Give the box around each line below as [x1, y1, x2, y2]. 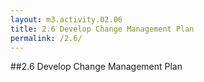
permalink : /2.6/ [10, 33, 83, 43]
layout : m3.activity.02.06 [10, 14, 123, 25]
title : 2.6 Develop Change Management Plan [10, 24, 195, 34]
